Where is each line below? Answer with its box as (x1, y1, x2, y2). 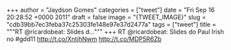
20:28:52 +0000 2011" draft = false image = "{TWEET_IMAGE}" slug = (6, 13, 207, 21)
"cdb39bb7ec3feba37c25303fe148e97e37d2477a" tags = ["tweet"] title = (6, 21, 216, 28)
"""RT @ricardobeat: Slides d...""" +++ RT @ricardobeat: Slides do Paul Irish (6, 27, 224, 36)
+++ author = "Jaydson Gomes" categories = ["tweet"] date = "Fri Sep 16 (6, 6, 215, 14)
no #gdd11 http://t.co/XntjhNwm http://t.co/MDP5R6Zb (6, 35, 162, 43)
